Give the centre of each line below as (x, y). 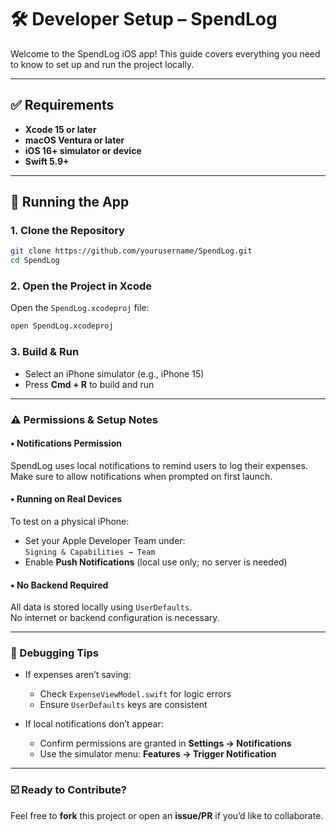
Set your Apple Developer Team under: (105, 540)
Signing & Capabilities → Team (90, 552)
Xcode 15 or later (60, 129)
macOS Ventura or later (74, 140)
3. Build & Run (45, 352)
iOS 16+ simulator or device (83, 150)
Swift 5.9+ (47, 161)
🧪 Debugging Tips (54, 653)
